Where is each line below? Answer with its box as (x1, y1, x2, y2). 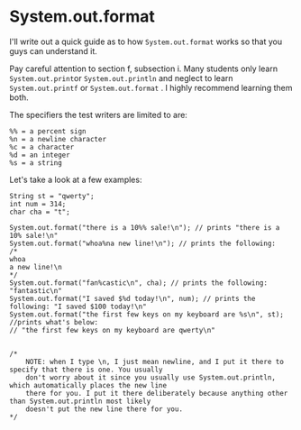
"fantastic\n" (9, 286, 63, 295)
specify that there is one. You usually (9, 365, 164, 374)
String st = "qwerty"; (9, 191, 95, 200)
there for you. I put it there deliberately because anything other (25, 389, 288, 398)
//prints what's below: (9, 317, 99, 326)
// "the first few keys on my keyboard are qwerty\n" (9, 325, 216, 334)
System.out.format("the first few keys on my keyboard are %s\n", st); (9, 309, 284, 319)
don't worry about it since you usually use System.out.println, (25, 372, 277, 382)
